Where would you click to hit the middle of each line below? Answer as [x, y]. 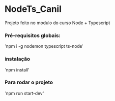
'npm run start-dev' [24, 93]
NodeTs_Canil [33, 9]
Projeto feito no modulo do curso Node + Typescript [57, 23]
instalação [17, 59]
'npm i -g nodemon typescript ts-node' [44, 46]
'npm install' [17, 69]
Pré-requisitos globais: [33, 35]
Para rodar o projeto [29, 82]
